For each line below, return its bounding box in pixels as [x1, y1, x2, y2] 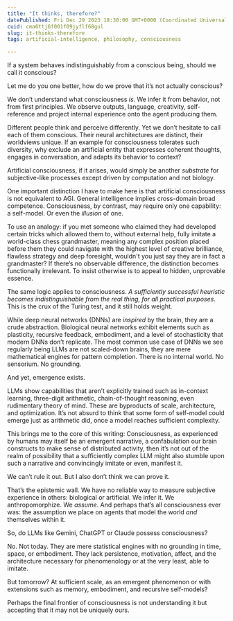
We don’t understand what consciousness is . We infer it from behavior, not [7, 95, 221, 104]
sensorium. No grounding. [7, 360, 82, 368]
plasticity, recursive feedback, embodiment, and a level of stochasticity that [7, 331, 223, 339]
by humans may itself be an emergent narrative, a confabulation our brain [7, 437, 217, 446]
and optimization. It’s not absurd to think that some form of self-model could [7, 409, 225, 417]
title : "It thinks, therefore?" [7, 10, 101, 17]
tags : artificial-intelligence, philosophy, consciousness [7, 36, 182, 43]
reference [7, 110, 35, 119]
